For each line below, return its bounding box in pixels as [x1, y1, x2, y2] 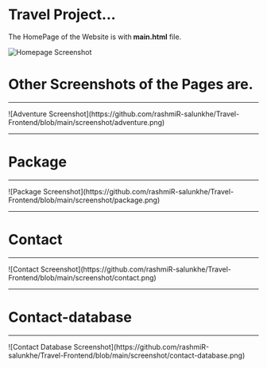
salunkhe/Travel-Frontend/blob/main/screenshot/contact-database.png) [8, 350, 246, 360]
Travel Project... [8, 6, 117, 24]
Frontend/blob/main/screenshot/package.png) [8, 195, 161, 205]
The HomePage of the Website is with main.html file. [8, 32, 182, 41]
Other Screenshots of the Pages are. [8, 76, 253, 93]
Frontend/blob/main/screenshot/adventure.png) [8, 117, 165, 127]
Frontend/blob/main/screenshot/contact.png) [8, 272, 157, 282]
